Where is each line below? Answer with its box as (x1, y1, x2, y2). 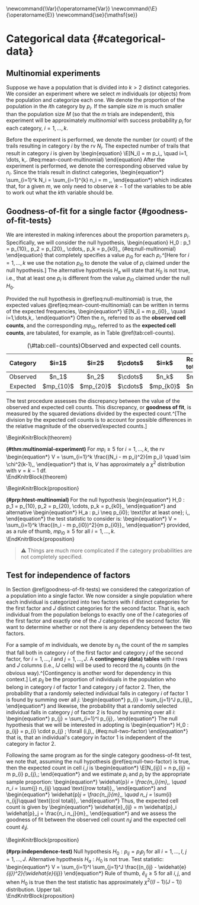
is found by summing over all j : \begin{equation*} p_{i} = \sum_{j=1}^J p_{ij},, (6, 696, 193, 703)
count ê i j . (6, 823, 28, 832)
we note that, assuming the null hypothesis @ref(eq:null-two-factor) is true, (6, 758, 191, 765)
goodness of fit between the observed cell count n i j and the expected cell (6, 816, 186, 824)
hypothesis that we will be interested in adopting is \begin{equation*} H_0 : (6, 721, 189, 728)
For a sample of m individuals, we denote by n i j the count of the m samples (6, 641, 189, 650)
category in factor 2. (6, 740, 56, 747)
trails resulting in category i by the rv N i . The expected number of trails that (6, 142, 190, 150)
